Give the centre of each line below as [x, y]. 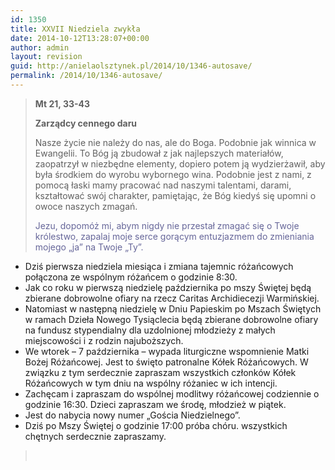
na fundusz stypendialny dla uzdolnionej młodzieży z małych [150, 330]
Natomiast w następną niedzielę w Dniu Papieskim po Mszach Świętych [173, 308]
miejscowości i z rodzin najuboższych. [104, 340]
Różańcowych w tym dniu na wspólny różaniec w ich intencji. [151, 383]
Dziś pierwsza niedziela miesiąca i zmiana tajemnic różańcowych [159, 266]
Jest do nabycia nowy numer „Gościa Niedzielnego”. [132, 415]
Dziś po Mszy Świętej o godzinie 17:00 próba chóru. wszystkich [156, 425]
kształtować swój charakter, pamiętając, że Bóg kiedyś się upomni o [175, 195]
